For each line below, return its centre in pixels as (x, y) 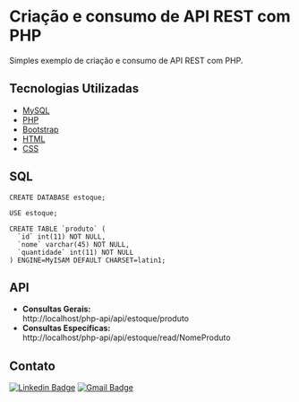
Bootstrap (40, 129)
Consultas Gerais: (56, 309)
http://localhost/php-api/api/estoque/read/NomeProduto (126, 337)
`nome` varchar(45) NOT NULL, (73, 244)
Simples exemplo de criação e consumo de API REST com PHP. (126, 60)
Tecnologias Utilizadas (74, 88)
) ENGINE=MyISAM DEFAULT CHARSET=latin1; (88, 260)
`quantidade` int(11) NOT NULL (76, 252)
